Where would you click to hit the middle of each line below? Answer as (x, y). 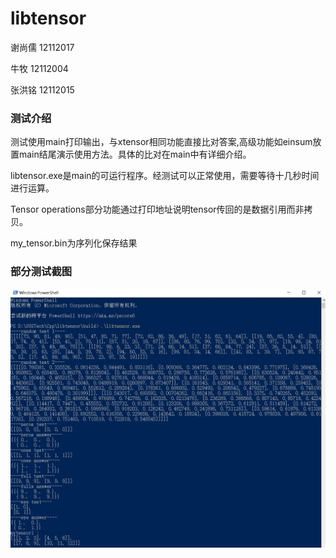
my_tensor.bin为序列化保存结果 (74, 243)
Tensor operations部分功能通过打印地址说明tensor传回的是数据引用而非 (157, 209)
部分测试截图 (41, 272)
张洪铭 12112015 (42, 89)
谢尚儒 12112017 (42, 47)
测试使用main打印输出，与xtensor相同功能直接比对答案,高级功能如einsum (161, 142)
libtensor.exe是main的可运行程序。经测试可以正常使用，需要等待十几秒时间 (165, 176)
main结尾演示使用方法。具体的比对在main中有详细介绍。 (135, 154)
